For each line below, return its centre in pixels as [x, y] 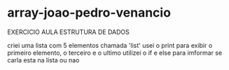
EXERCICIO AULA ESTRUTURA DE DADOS [68, 32]
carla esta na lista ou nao [43, 60]
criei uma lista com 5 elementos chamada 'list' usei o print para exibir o [110, 45]
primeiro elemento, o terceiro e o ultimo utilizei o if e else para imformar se [115, 53]
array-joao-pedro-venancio [89, 13]
